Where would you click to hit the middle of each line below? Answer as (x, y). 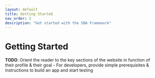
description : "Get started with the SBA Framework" (58, 23)
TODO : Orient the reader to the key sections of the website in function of (77, 60)
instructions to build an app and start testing (49, 70)
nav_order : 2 (18, 18)
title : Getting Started (29, 14)
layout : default (21, 9)
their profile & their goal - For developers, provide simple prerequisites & (77, 65)
